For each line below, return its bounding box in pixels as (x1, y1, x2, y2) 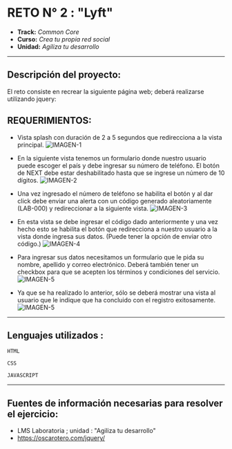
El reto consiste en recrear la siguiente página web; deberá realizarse (7, 87, 204, 95)
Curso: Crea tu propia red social (17, 35, 110, 43)
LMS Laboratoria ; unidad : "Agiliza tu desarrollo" (17, 427, 157, 435)
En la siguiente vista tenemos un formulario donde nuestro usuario (17, 154, 206, 162)
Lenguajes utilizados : (7, 329, 104, 341)
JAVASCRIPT (7, 372, 39, 379)
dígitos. (17, 176, 39, 184)
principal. (17, 140, 44, 149)
